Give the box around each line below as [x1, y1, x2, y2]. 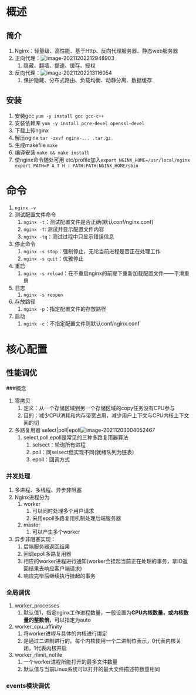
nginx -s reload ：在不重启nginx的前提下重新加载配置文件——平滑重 [23, 270, 190, 277]
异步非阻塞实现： [14, 536, 56, 543]
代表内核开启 [36, 644, 67, 652]
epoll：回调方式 [32, 456, 70, 463]
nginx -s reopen [23, 292, 63, 298]
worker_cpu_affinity [14, 623, 63, 630]
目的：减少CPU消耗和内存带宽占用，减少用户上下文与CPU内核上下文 [23, 412, 190, 419]
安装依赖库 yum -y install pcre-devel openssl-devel [14, 119, 145, 126]
